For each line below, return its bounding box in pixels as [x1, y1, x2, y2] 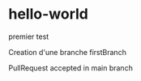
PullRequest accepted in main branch [8, 62, 134, 73]
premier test [8, 32, 49, 41]
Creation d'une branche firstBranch [8, 47, 127, 57]
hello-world [8, 5, 89, 23]
